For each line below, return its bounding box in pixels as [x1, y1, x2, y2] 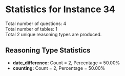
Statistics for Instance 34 [5, 4, 115, 15]
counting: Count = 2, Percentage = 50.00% [12, 65, 106, 71]
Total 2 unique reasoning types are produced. [5, 31, 102, 37]
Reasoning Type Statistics [5, 46, 91, 55]
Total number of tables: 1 [5, 26, 58, 32]
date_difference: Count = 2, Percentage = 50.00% [12, 60, 120, 66]
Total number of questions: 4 [5, 20, 67, 27]
